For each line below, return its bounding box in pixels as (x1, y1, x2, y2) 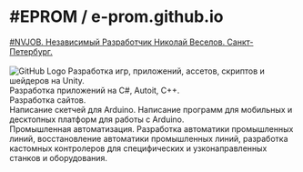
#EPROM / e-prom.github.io (9, 6, 224, 27)
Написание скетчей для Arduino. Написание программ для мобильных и (9, 104, 293, 115)
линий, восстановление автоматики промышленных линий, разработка (9, 133, 288, 144)
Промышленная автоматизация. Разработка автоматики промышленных (9, 123, 294, 134)
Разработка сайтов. (9, 94, 86, 106)
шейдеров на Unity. (9, 75, 85, 86)
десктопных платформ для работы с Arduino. (9, 114, 185, 125)
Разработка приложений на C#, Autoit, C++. (9, 85, 180, 96)
